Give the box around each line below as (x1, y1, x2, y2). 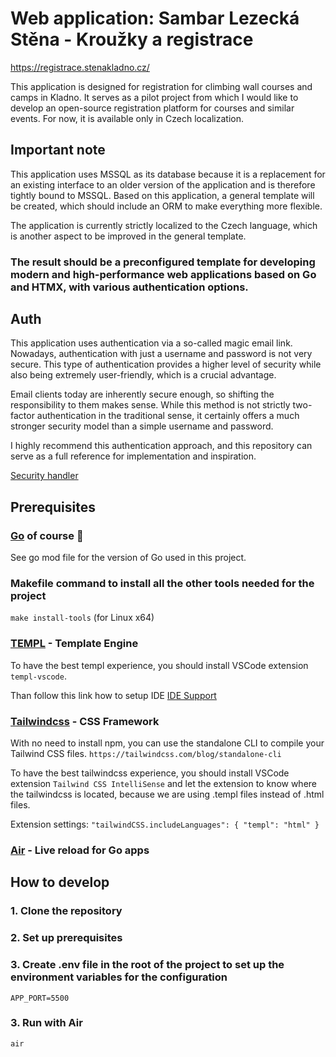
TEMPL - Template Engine (10, 637, 139, 651)
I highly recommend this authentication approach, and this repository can (10, 440, 313, 452)
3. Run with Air (10, 1016, 83, 1030)
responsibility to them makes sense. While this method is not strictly (10, 399, 291, 411)
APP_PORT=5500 (10, 993, 70, 1003)
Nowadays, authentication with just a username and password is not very (10, 348, 313, 360)
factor (10, 410, 35, 422)
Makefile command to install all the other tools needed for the (10, 577, 315, 591)
